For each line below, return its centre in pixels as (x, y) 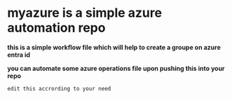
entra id (19, 55)
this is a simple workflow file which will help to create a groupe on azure (114, 47)
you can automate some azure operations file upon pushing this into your (116, 68)
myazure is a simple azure (85, 13)
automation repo (56, 28)
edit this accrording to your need (59, 88)
